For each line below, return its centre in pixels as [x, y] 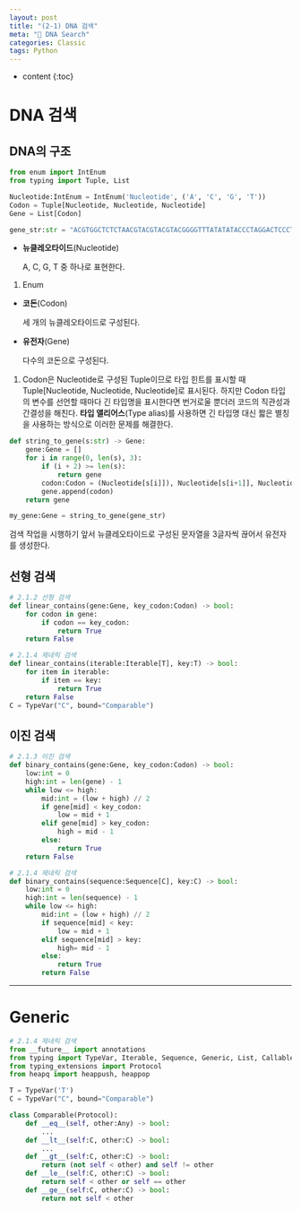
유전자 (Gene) [46, 341]
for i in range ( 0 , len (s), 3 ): [84, 458]
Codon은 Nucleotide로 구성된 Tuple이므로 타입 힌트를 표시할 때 [134, 380]
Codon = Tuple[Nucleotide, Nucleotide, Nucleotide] [107, 205]
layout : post [34, 17]
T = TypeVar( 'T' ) [42, 1091]
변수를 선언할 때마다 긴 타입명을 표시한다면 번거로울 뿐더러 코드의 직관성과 [161, 402]
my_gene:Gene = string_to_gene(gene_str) [88, 516]
